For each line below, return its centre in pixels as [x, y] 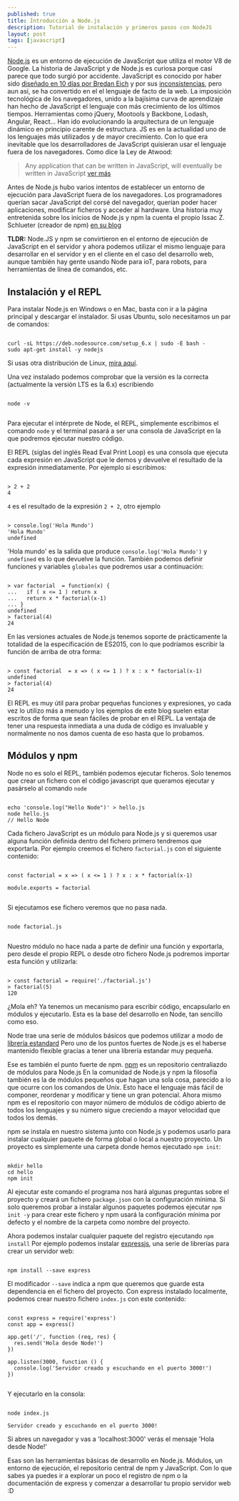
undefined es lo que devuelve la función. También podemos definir [105, 558]
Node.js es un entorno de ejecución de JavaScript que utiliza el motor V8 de [119, 61]
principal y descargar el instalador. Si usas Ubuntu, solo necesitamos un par [119, 316]
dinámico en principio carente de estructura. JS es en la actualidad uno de [117, 129]
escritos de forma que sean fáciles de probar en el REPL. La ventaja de [112, 718]
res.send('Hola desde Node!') [59, 1343]
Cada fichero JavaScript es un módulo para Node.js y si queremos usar [112, 833]
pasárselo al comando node [47, 788]
